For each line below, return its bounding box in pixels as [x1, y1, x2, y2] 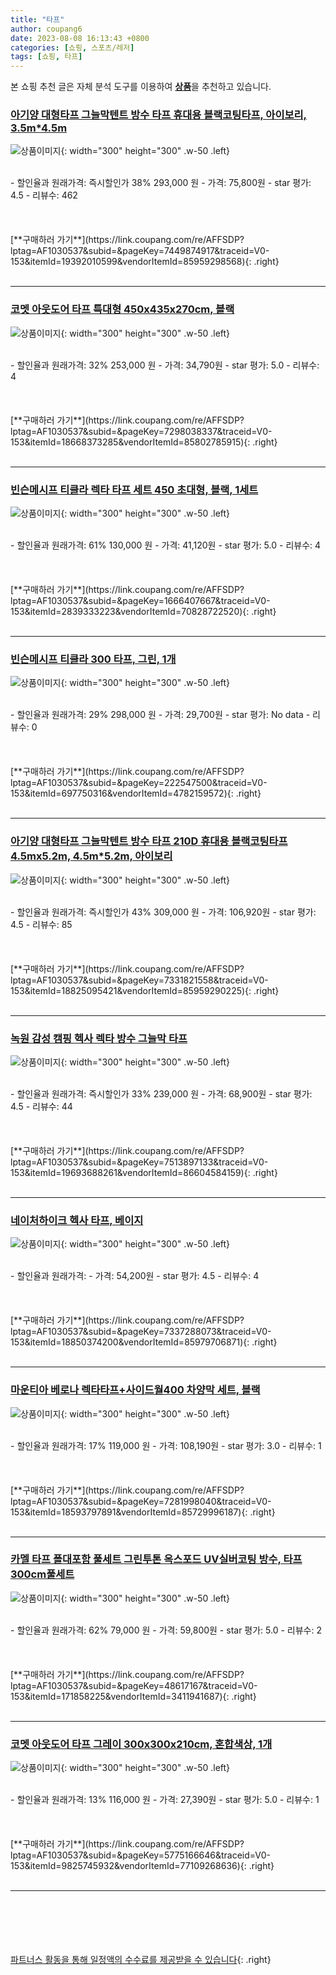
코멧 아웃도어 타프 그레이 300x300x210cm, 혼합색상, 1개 [10, 1737, 273, 1751]
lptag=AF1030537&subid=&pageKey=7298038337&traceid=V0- [10, 425, 273, 437]
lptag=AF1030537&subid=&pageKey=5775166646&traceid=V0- [10, 1849, 271, 1861]
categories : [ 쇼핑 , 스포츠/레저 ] [10, 42, 135, 53]
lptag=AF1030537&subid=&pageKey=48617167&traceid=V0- [10, 1679, 258, 1691]
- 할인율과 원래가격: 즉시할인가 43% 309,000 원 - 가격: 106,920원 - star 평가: [10, 906, 317, 918]
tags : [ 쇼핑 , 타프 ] [10, 52, 83, 62]
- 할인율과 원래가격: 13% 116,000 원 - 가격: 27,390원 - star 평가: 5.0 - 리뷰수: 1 [10, 1794, 320, 1806]
